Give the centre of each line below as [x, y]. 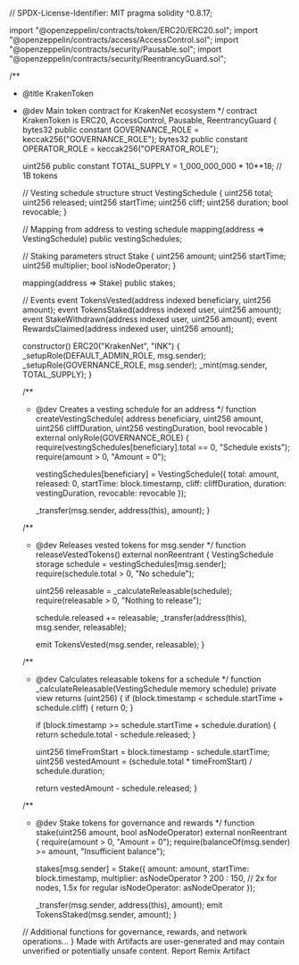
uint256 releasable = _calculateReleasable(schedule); [134, 591]
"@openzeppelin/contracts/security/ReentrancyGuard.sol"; [118, 59]
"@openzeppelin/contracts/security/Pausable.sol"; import [116, 49]
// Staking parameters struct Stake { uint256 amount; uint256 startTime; [154, 256]
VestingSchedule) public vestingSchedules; [102, 239]
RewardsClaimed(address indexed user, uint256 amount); [128, 329]
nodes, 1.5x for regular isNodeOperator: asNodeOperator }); [145, 888]
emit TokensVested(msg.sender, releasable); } [120, 644]
